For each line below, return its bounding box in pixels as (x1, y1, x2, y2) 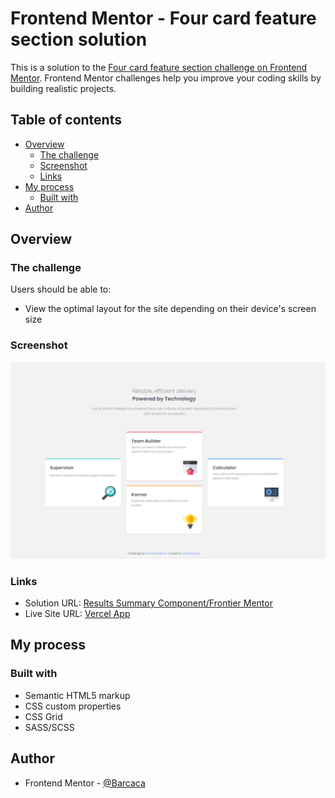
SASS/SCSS (24, 721, 75, 733)
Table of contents (10, 112, 122, 129)
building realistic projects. (10, 82, 117, 94)
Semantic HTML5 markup (24, 689, 131, 701)
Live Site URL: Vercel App (24, 608, 131, 620)
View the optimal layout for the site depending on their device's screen (24, 303, 317, 315)
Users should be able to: (10, 283, 112, 296)
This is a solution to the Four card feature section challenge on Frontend (10, 61, 308, 73)
